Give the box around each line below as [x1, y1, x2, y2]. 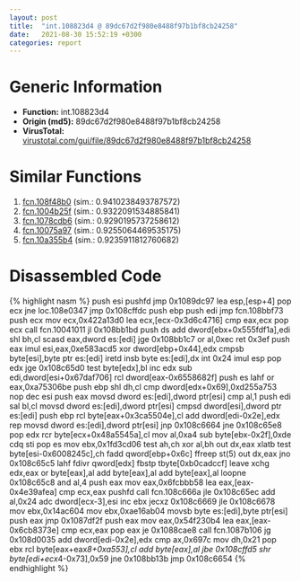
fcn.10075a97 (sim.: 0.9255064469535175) [21, 225, 182, 236]
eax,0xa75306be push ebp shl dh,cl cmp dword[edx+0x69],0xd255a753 [9, 382, 278, 392]
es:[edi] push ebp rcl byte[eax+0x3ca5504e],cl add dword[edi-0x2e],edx [9, 410, 280, 421]
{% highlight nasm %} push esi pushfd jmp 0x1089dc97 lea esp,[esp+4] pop [9, 295, 292, 306]
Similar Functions [9, 167, 141, 187]
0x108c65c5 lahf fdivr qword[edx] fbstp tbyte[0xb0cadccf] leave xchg [9, 458, 270, 469]
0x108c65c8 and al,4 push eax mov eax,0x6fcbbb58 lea [9, 477, 218, 488]
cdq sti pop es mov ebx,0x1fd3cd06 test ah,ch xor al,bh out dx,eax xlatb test [9, 439, 292, 450]
